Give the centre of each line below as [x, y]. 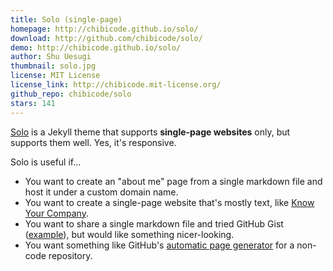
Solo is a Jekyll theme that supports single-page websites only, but [150, 132]
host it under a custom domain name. [101, 192]
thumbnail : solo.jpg [53, 66]
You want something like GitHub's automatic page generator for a [159, 245]
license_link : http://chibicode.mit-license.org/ [116, 85]
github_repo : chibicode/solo [71, 94]
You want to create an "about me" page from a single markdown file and [173, 181]
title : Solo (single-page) [66, 19]
